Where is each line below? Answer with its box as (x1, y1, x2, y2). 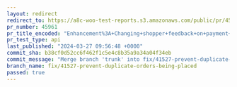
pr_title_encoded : (6, 29, 61, 37)
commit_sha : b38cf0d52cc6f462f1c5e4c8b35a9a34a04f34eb (6, 50, 172, 57)
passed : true (6, 69, 45, 76)
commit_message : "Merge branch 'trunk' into (6, 56, 140, 63)
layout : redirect (6, 10, 58, 18)
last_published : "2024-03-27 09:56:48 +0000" (6, 43, 143, 50)
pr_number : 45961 (6, 23, 58, 30)
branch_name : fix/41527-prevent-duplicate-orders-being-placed (6, 62, 197, 69)
